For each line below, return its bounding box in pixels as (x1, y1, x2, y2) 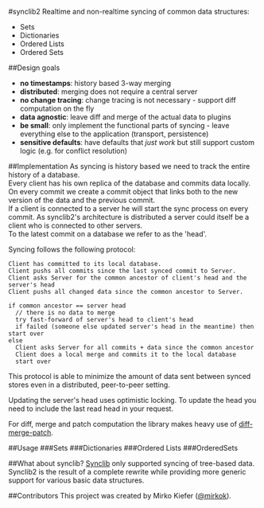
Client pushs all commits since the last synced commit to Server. (8, 267, 237, 275)
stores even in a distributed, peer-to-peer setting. (8, 380, 171, 389)
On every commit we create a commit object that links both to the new (8, 187, 239, 196)
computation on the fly (19, 104, 95, 113)
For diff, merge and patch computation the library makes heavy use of (8, 420, 237, 428)
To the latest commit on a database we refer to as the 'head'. (8, 229, 208, 238)
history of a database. (8, 170, 80, 179)
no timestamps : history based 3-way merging (19, 79, 172, 88)
